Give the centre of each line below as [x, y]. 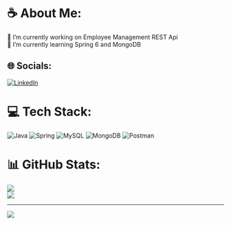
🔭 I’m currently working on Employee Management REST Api [93, 37]
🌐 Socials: [30, 66]
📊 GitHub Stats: [54, 164]
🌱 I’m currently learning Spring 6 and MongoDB [74, 44]
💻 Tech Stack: [49, 111]
